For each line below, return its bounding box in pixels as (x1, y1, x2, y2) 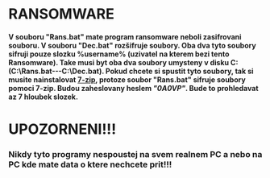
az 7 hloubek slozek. (8, 92, 79, 101)
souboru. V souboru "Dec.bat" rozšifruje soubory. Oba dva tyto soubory (8, 40, 256, 50)
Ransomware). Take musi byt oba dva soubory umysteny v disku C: (8, 57, 239, 67)
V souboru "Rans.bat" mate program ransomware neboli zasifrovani (8, 31, 242, 41)
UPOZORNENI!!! (8, 120, 117, 138)
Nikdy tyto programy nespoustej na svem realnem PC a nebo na (8, 148, 263, 159)
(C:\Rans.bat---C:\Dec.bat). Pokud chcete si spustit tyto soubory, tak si (8, 66, 254, 76)
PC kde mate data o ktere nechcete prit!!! (8, 159, 172, 170)
